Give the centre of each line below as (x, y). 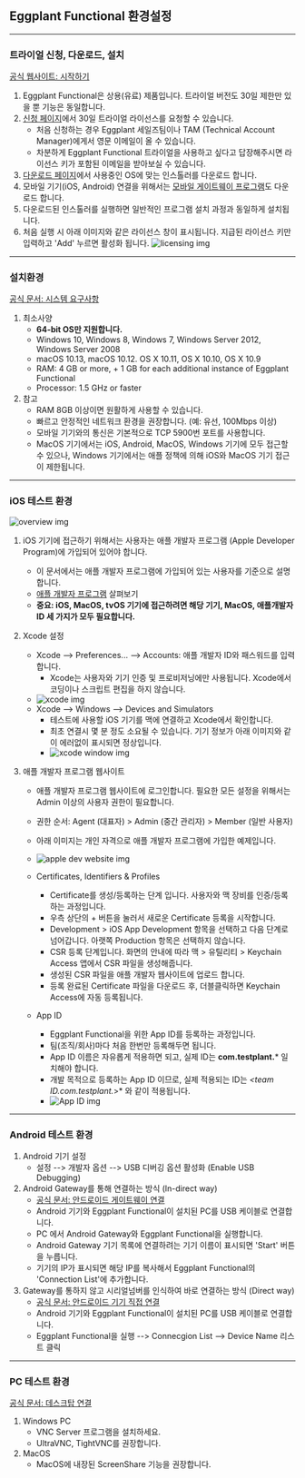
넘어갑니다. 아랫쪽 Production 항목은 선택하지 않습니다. (148, 940)
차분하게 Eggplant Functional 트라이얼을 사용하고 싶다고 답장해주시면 (159, 153)
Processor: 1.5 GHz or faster (89, 388)
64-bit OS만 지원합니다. (79, 330)
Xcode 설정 (43, 636)
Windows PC (46, 1421)
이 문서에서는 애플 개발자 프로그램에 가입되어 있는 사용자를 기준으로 (155, 571)
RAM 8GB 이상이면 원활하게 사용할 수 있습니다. (119, 410)
